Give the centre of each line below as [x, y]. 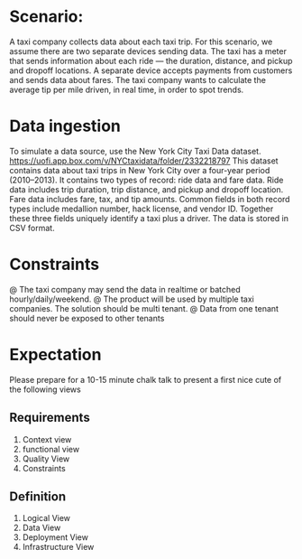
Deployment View [55, 537]
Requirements [50, 418]
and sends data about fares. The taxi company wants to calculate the [137, 79]
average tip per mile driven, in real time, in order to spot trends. [127, 89]
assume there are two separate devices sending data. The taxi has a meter [148, 51]
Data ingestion [65, 126]
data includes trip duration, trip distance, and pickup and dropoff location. [146, 189]
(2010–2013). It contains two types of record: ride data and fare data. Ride [146, 180]
